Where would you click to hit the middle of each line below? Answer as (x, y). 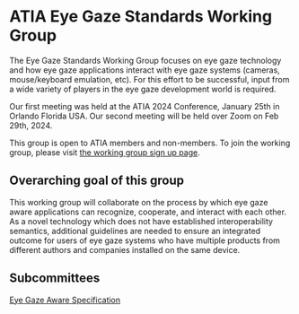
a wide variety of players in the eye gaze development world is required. (143, 89)
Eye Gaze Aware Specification (65, 300)
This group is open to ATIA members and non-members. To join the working (150, 143)
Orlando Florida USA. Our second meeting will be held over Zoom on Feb (144, 116)
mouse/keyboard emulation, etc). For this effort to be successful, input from (149, 79)
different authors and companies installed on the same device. (125, 249)
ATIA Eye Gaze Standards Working (141, 17)
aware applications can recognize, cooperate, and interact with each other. (148, 212)
